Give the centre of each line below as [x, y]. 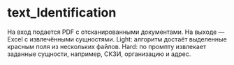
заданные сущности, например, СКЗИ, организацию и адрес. [99, 54]
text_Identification [62, 13]
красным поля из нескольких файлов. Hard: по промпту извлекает [107, 46]
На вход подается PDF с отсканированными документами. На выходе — [116, 32]
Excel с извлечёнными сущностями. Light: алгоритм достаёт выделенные [117, 39]
